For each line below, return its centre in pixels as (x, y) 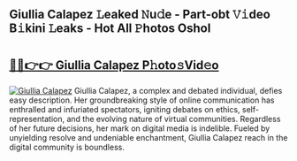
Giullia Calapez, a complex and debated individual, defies (178, 91)
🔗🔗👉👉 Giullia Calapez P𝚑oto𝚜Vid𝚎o (114, 65)
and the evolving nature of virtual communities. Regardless (173, 119)
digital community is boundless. (67, 147)
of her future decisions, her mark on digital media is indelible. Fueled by (140, 128)
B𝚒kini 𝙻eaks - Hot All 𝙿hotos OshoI (110, 29)
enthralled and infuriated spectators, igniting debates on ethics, (125, 109)
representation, (37, 119)
